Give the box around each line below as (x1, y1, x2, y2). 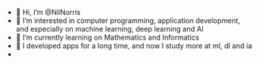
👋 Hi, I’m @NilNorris (15, 8, 81, 17)
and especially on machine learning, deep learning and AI (15, 24, 204, 33)
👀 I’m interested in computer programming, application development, (15, 16, 240, 25)
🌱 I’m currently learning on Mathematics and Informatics (15, 32, 200, 42)
